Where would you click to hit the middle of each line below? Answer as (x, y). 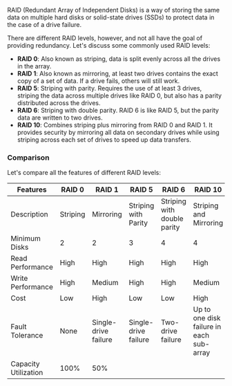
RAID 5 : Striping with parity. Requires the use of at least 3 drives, (109, 88)
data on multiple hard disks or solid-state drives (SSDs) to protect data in (111, 17)
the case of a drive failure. (44, 25)
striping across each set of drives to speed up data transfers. (104, 140)
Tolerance (27, 336)
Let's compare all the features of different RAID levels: (84, 173)
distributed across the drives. (59, 103)
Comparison (28, 157)
